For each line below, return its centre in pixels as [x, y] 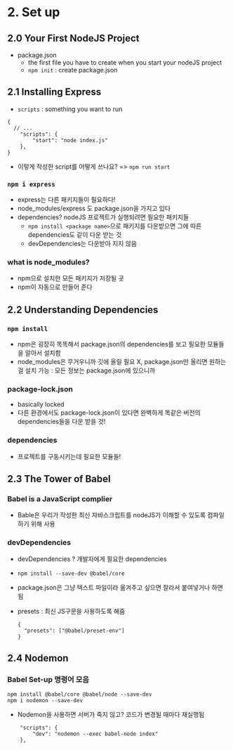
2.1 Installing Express [54, 92]
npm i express [31, 184]
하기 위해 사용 [36, 524]
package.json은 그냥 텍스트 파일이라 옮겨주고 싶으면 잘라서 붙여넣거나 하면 [120, 587]
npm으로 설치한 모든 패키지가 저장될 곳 [71, 278]
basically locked [41, 404]
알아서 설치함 [43, 353]
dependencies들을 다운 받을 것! [61, 422]
